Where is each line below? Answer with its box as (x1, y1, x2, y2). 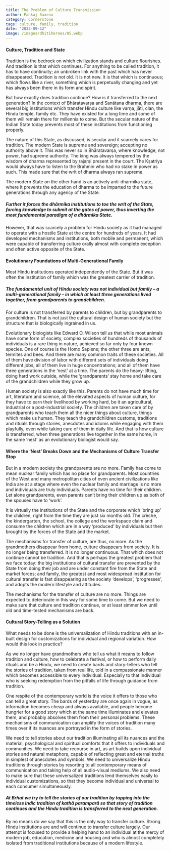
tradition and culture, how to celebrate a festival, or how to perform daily (6, 656, 156, 662)
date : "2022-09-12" (6, 26, 47, 31)
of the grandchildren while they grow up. (6, 378, 90, 385)
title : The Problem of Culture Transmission (6, 7, 101, 13)
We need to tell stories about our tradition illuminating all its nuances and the (6, 735, 165, 741)
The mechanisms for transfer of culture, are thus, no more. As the (6, 538, 142, 544)
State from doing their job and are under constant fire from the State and (6, 565, 157, 571)
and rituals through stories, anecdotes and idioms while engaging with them (6, 421, 163, 427)
